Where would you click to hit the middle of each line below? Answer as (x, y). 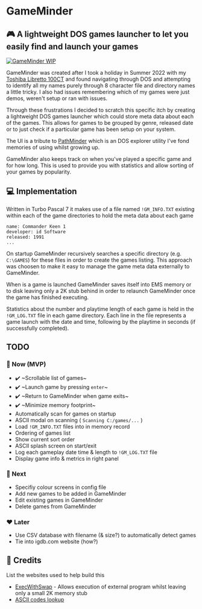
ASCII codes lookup (39, 599)
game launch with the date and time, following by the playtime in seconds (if (101, 321)
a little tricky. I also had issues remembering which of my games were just (98, 92)
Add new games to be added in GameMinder (71, 493)
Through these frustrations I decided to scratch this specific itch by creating (101, 110)
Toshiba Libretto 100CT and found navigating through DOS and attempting (99, 79)
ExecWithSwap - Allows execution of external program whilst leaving (100, 587)
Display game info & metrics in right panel (67, 458)
